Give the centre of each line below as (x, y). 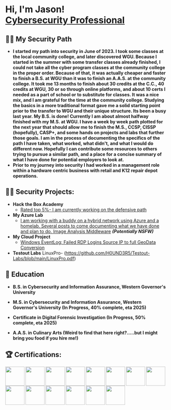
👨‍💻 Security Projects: (40, 192)
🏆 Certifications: (33, 355)
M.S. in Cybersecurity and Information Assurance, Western (77, 302)
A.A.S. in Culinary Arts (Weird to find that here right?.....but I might (85, 332)
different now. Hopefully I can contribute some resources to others (85, 149)
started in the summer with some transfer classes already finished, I (87, 62)
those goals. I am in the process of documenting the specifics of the (86, 138)
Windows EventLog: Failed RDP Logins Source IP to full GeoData (88, 242)
